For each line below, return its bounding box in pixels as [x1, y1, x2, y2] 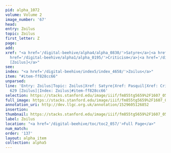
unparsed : [5, 79, 26, 84]
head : [5, 21, 17, 27]
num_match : [5, 126, 28, 131]
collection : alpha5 [5, 140, 47, 145]
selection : [5, 93, 28, 98]
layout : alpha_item [5, 136, 47, 141]
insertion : [5, 107, 28, 112]
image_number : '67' [5, 17, 47, 22]
